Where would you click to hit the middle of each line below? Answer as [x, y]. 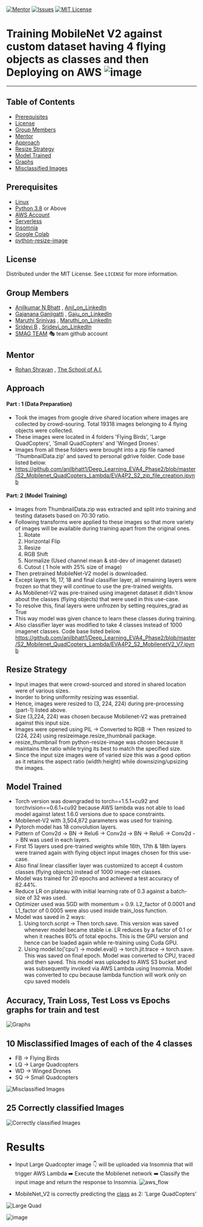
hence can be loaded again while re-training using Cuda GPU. [101, 943]
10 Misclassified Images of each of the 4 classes [99, 1043]
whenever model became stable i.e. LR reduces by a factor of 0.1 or [108, 930]
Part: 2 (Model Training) [37, 496]
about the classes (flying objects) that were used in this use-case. [97, 599]
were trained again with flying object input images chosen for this [96, 853]
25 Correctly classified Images [65, 1108]
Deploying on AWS [54, 72]
